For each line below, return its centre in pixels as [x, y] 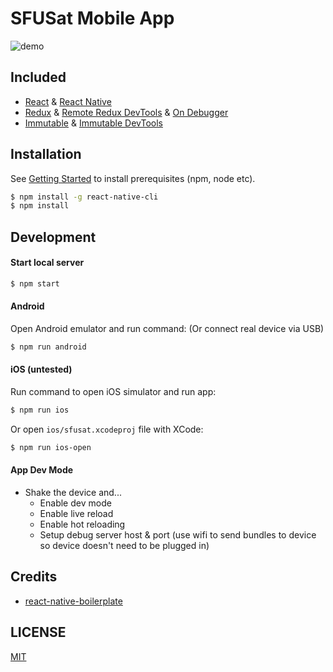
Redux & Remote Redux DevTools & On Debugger [126, 112]
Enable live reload [76, 514]
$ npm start [35, 283]
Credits [34, 577]
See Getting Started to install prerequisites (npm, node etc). [133, 178]
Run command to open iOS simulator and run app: [113, 392]
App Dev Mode [42, 470]
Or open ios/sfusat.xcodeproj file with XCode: [107, 429]
